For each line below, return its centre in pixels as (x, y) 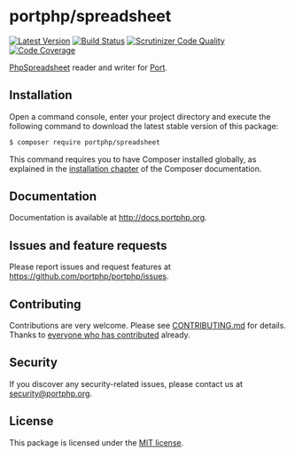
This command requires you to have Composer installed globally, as (133, 159)
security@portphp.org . (51, 393)
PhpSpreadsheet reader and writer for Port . (89, 67)
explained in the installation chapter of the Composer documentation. (136, 168)
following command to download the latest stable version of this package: (144, 126)
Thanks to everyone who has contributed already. (100, 335)
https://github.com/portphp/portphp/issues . (89, 276)
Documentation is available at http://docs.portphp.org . (108, 218)
